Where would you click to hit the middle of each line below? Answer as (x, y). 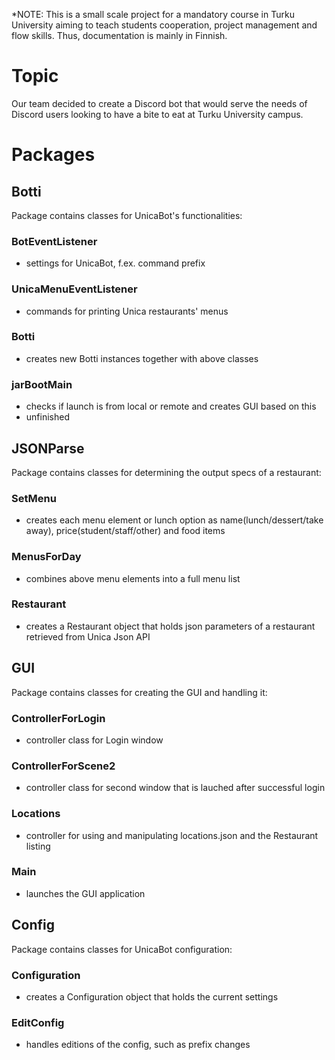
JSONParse (48, 448)
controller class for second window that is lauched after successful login (175, 788)
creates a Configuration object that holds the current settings (152, 996)
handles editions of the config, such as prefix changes (138, 1045)
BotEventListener (54, 241)
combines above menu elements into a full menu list (133, 578)
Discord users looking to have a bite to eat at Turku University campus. (157, 114)
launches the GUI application (85, 893)
